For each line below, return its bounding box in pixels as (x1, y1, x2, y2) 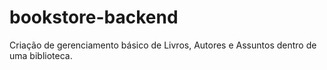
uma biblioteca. (9, 49, 73, 61)
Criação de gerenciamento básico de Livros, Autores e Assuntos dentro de (9, 39, 317, 51)
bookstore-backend (9, 6, 179, 29)
